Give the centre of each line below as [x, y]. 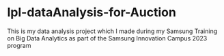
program [19, 45]
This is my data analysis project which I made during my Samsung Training [112, 31]
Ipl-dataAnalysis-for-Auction [92, 12]
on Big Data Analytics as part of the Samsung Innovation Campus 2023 [107, 38]
